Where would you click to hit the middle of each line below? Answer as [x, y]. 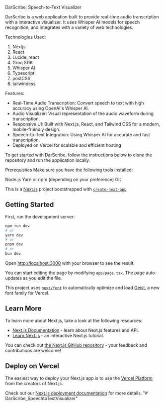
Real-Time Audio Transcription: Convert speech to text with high [78, 103]
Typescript [23, 73]
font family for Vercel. [27, 293]
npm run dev [17, 226]
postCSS [21, 78]
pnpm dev [14, 244]
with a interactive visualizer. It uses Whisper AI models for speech [73, 22]
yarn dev [14, 235]
